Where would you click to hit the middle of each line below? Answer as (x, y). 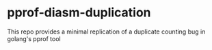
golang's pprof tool (34, 38)
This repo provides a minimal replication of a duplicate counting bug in (106, 32)
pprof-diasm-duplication (79, 13)
